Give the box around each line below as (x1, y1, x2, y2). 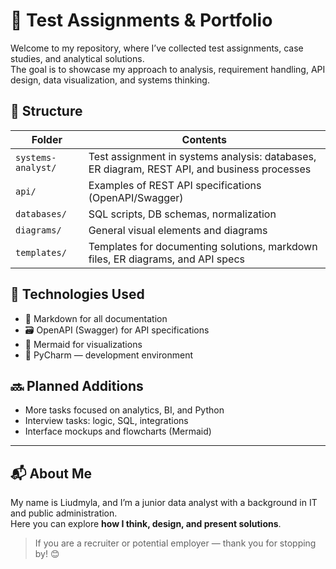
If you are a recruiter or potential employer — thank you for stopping (34, 537, 317, 549)
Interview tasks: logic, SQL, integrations (24, 415, 189, 427)
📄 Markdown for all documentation (24, 312, 168, 324)
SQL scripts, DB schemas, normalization (88, 207, 277, 221)
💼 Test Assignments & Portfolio (10, 9, 273, 32)
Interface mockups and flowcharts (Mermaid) (24, 425, 212, 438)
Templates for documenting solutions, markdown (88, 239, 318, 253)
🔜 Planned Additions (10, 377, 144, 394)
